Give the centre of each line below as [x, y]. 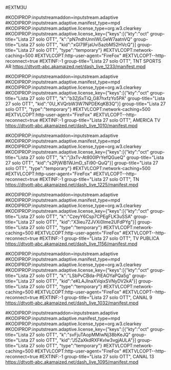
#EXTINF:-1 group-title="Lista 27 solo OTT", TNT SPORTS [100, 61]
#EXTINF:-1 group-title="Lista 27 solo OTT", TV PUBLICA [99, 238]
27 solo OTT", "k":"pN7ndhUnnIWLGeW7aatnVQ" [81, 39]
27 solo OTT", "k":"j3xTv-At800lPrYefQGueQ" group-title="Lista [97, 157]
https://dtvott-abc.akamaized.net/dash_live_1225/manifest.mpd [72, 185]
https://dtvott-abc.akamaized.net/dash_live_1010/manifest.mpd [71, 126]
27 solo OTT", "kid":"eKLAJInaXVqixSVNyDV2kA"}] [83, 281]
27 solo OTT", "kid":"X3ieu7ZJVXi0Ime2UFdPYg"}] [83, 222]
